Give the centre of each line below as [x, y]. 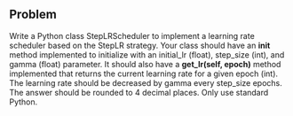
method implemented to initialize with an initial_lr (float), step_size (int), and [147, 54]
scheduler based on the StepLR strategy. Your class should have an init [140, 45]
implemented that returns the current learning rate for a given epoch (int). [143, 73]
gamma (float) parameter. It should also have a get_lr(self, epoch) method [145, 64]
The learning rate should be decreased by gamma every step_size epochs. [146, 82]
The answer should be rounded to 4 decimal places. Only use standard [139, 92]
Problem [33, 15]
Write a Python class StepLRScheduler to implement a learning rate [132, 35]
